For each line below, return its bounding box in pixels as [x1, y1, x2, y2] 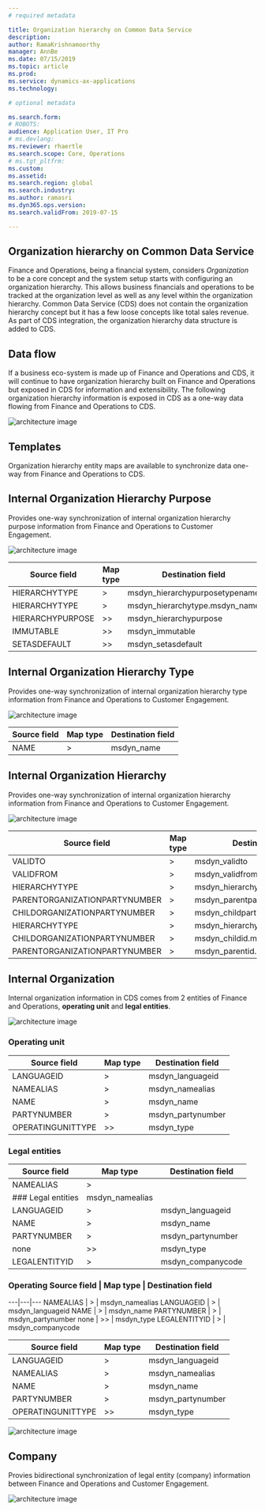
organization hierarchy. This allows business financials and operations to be [8, 282, 255, 292]
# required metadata [8, 11, 77, 20]
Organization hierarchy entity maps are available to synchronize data [8, 461, 232, 471]
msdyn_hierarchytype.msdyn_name [127, 600, 260, 611]
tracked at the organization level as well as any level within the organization [8, 291, 253, 300]
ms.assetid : [8, 171, 47, 180]
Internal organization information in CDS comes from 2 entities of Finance [8, 993, 248, 1003]
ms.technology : [8, 85, 58, 92]
